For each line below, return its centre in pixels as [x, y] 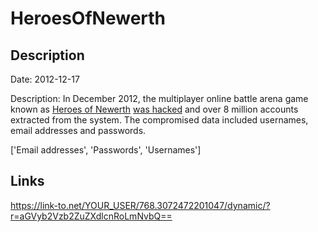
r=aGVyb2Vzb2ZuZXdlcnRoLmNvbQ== [91, 216]
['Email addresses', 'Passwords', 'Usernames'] [106, 150]
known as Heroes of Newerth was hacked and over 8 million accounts [154, 109]
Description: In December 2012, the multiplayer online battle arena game [159, 98]
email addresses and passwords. [78, 130]
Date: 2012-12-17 [45, 79]
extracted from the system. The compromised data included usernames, [159, 120]
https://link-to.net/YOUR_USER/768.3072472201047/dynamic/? [140, 205]
